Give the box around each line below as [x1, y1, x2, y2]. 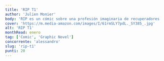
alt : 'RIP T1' [5, 26, 34, 30]
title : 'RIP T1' [5, 7, 38, 12]
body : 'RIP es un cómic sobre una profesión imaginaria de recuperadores [5, 16, 160, 21]
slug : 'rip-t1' [5, 44, 36, 49]
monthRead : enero [5, 30, 41, 35]
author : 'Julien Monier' [5, 12, 56, 17]
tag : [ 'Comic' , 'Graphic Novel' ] [5, 35, 74, 40]
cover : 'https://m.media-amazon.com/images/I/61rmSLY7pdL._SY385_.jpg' [5, 21, 155, 26]
